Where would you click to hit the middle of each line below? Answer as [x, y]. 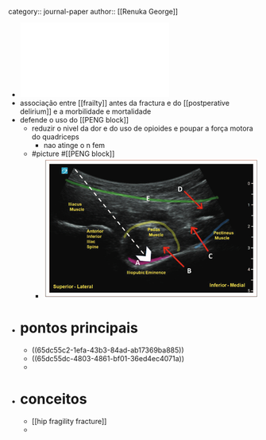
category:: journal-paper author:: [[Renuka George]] [93, 12]
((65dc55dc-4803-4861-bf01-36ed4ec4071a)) [108, 359]
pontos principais [79, 328]
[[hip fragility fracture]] [69, 421]
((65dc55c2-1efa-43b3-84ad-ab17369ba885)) [108, 350]
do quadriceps [55, 137]
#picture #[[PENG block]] [73, 154]
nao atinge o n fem [74, 145]
